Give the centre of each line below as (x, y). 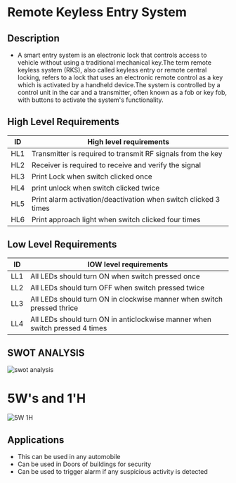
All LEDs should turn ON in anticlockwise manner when (121, 319)
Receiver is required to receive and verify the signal (116, 165)
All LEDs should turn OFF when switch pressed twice (118, 288)
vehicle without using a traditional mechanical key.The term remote (114, 63)
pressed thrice (54, 308)
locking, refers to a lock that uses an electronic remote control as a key (120, 77)
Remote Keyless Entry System (97, 12)
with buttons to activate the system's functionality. (90, 100)
